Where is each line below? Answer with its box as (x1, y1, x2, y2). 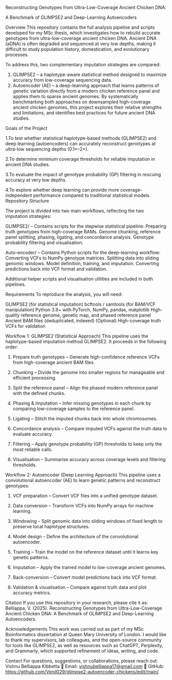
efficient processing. (12, 375, 56, 381)
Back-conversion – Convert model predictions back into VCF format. (12, 574, 158, 580)
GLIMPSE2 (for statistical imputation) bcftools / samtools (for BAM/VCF (5, 301, 156, 307)
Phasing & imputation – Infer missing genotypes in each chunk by (12, 400, 151, 406)
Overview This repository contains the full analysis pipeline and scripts (5, 24, 155, 30)
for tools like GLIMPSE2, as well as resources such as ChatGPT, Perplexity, (5, 642, 163, 648)
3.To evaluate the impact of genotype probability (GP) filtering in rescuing (5, 172, 161, 177)
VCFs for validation (5, 323, 46, 329)
